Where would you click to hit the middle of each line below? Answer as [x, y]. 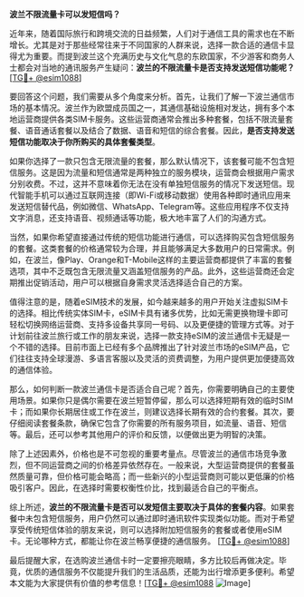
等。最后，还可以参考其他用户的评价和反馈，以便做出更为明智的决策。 [140, 434]
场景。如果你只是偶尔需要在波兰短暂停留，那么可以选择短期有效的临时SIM [155, 400]
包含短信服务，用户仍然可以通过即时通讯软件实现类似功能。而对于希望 [164, 518]
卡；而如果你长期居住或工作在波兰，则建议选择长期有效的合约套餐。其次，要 [152, 411]
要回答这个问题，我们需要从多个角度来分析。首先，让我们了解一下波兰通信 [148, 96]
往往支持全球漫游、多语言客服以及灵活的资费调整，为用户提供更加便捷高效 [156, 358]
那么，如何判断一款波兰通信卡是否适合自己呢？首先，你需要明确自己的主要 [148, 389]
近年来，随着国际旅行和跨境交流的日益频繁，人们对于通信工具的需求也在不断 [152, 34]
